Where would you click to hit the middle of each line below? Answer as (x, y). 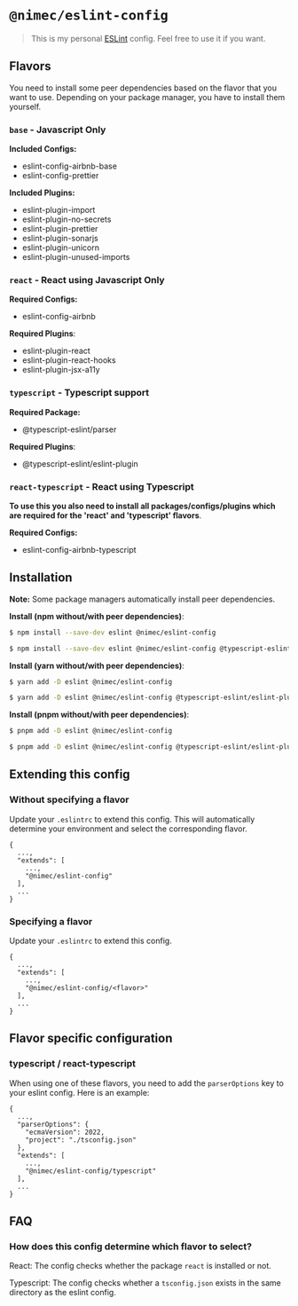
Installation (41, 578)
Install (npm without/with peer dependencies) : (97, 616)
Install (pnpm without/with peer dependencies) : (99, 715)
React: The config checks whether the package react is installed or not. (141, 1266)
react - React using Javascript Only (87, 279)
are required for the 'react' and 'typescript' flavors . (106, 515)
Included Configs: (43, 149)
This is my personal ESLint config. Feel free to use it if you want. (148, 38)
